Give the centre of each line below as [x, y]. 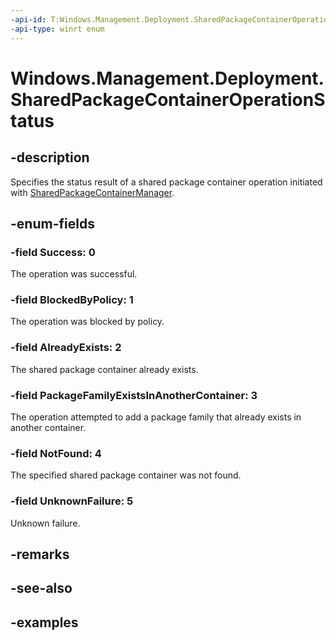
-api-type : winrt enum [57, 29]
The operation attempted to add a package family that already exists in [156, 417]
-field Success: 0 [53, 252]
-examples [44, 622]
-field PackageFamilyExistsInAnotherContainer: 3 [134, 395]
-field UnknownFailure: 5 [72, 501]
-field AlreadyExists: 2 [66, 348]
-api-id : [28, 19]
